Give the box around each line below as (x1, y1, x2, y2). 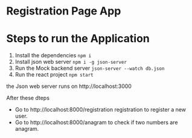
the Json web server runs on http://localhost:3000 (6, 83, 132, 90)
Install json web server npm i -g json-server (14, 58, 127, 66)
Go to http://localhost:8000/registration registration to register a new (14, 106, 186, 113)
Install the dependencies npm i (14, 52, 92, 59)
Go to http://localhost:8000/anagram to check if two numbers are (14, 119, 178, 126)
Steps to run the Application (6, 32, 150, 46)
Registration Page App (6, 4, 121, 18)
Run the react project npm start (14, 71, 94, 78)
